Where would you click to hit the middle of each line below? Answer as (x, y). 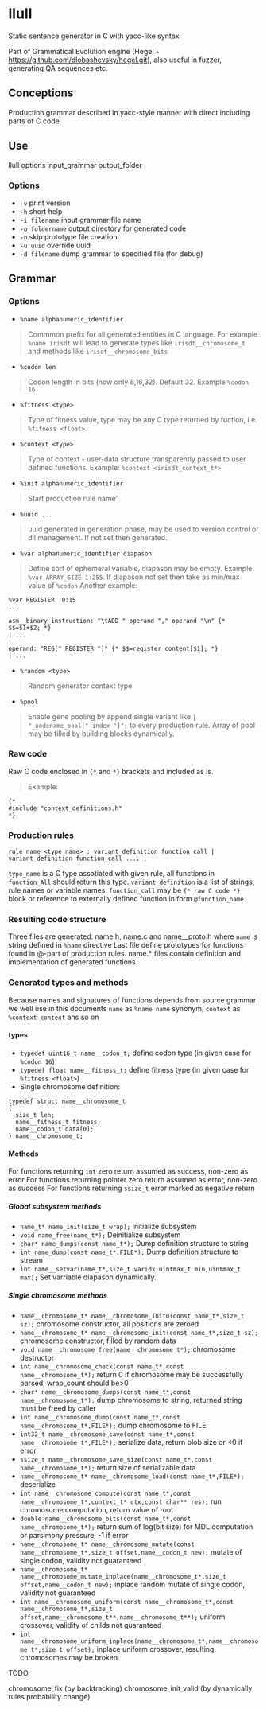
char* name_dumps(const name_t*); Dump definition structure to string (134, 1244)
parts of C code (34, 121)
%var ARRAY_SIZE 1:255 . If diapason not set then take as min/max (133, 577)
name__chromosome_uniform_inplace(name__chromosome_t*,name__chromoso (139, 1641)
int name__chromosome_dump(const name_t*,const (100, 1418)
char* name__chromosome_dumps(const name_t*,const (105, 1392)
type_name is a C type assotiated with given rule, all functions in (112, 874)
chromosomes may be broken (68, 1658)
